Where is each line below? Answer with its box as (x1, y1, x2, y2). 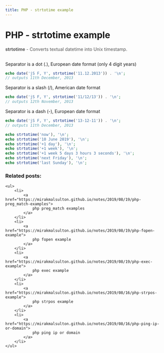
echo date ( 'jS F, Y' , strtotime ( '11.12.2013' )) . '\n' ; (5, 70, 126, 76)
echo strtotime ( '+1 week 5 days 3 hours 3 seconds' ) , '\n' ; (5, 151, 135, 156)
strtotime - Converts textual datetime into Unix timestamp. (5, 46, 128, 52)
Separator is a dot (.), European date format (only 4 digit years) (5, 61, 137, 67)
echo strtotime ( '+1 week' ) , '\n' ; (5, 146, 78, 151)
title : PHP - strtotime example (5, 7, 73, 13)
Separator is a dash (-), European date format (5, 109, 100, 115)
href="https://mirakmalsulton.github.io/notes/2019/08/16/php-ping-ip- (5, 322, 159, 327)
